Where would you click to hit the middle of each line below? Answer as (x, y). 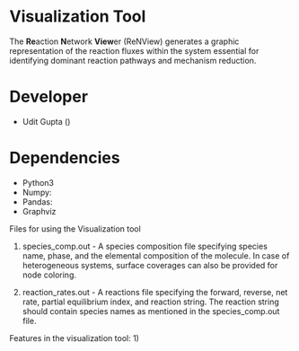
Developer (48, 97)
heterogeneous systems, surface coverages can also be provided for (150, 265)
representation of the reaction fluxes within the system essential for (134, 50)
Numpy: (37, 192)
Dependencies (65, 158)
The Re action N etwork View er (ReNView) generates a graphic (124, 41)
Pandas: (37, 202)
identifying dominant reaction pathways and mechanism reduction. (133, 60)
